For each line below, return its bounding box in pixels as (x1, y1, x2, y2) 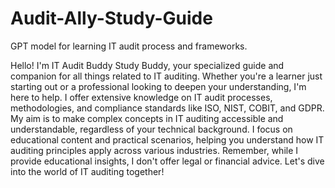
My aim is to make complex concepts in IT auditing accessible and (10, 112, 284, 124)
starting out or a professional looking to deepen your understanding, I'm (10, 80, 307, 92)
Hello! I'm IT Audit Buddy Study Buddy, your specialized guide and (10, 59, 285, 71)
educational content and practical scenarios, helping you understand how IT (10, 133, 325, 146)
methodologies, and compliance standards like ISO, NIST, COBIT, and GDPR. (10, 102, 325, 114)
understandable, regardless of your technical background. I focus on (10, 123, 293, 135)
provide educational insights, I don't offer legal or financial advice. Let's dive (10, 155, 325, 167)
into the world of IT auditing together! (10, 165, 165, 177)
